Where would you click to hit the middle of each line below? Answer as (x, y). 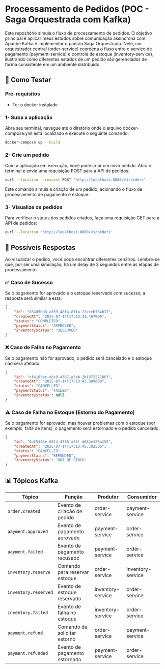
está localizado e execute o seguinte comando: (81, 133)
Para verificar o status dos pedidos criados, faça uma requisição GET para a (82, 218)
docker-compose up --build (33, 142)
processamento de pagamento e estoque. (47, 194)
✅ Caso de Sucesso (29, 282)
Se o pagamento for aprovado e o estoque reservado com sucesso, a (75, 293)
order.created (24, 511)
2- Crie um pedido (27, 155)
